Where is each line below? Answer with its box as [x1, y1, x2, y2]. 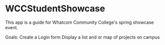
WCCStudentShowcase [5, 3, 105, 14]
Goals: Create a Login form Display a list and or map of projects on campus [5, 34, 160, 40]
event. [5, 24, 18, 30]
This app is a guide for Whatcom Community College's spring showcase [5, 19, 154, 25]
